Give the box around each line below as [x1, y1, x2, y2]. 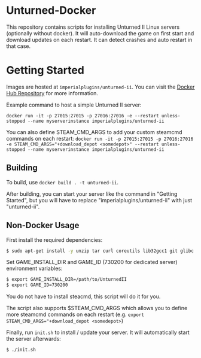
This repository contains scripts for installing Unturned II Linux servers [6, 23, 180, 31]
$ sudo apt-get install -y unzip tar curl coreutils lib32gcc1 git [6, 248, 178, 254]
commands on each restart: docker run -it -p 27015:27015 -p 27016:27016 [6, 135, 194, 142]
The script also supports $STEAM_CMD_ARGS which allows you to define [6, 305, 188, 312]
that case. [6, 43, 31, 50]
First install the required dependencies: [6, 236, 103, 243]
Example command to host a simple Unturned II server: [6, 101, 142, 108]
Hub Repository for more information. [6, 89, 99, 96]
